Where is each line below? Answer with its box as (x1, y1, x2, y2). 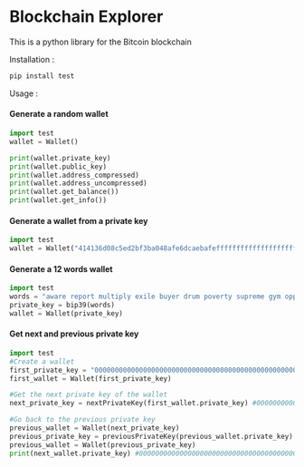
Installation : (9, 54, 55, 64)
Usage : (9, 88, 39, 99)
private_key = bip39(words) (9, 300, 116, 309)
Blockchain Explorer (9, 6, 164, 27)
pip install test (9, 71, 75, 81)
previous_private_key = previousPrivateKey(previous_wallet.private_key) (9, 432, 294, 441)
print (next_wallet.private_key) (9, 449, 131, 458)
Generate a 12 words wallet (9, 263, 113, 274)
